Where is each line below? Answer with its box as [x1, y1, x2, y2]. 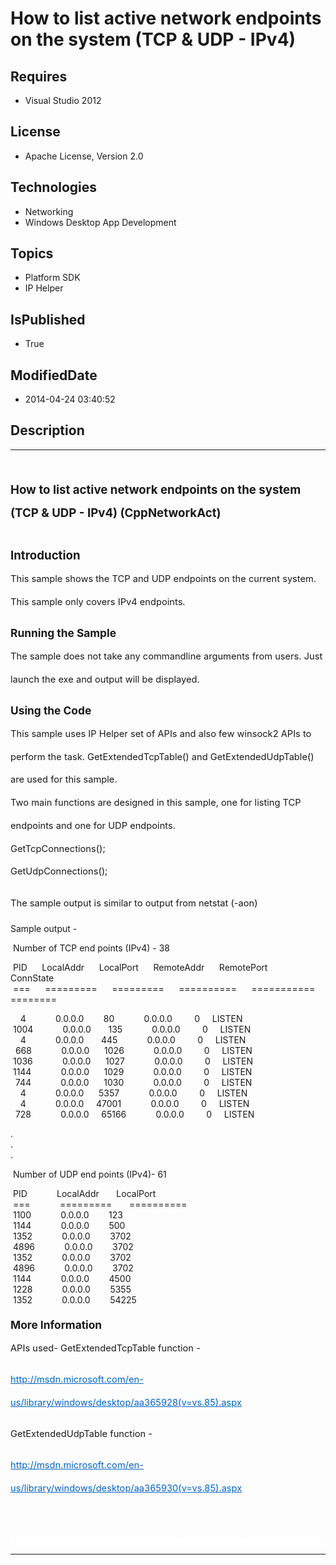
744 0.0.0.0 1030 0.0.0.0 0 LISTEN [14, 1077, 253, 1089]
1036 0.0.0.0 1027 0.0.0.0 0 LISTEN [12, 1055, 254, 1067]
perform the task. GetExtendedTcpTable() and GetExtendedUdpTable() [10, 750, 315, 763]
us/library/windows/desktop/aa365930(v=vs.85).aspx [10, 1482, 243, 1495]
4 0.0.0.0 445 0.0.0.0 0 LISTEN [19, 1034, 247, 1046]
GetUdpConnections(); [10, 865, 108, 878]
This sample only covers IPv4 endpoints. [10, 596, 186, 609]
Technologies [10, 179, 98, 196]
